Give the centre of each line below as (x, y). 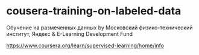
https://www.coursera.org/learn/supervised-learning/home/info (85, 45)
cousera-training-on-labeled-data (94, 11)
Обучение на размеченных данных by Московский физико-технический (99, 27)
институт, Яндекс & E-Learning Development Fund (70, 33)
